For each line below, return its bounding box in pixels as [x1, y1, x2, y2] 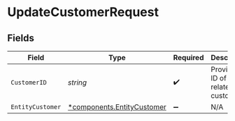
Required [173, 53, 204, 62]
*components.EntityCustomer [67, 102, 166, 112]
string [67, 78, 87, 87]
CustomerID [10, 78, 47, 86]
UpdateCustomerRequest [7, 4, 159, 20]
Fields [7, 32, 35, 44]
